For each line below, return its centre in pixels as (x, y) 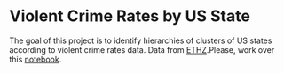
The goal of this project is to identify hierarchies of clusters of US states (141, 40)
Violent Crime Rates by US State (130, 16)
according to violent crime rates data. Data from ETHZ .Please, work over (142, 49)
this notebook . (35, 59)
